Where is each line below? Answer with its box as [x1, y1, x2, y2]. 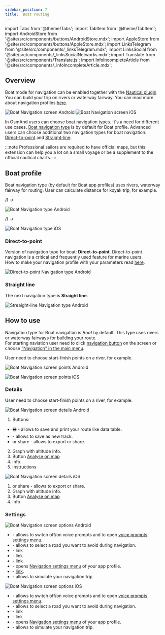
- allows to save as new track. [12, 433, 73, 439]
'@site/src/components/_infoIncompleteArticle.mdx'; [5, 62, 112, 68]
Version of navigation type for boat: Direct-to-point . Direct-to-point [5, 249, 143, 255]
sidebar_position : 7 [5, 7, 48, 12]
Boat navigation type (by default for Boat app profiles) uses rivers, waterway [5, 182, 161, 188]
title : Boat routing [5, 12, 50, 17]
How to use [5, 317, 40, 325]
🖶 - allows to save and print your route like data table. [12, 426, 122, 432]
